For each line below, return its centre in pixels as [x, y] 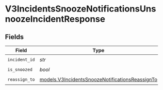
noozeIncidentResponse [55, 19]
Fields [15, 37]
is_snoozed [20, 69]
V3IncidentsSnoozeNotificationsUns [81, 9]
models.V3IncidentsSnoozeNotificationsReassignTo [98, 79]
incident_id [21, 59]
